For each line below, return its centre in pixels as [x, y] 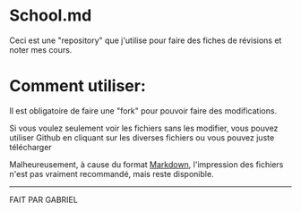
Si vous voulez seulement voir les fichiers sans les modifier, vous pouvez [144, 128]
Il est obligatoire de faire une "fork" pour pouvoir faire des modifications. [143, 110]
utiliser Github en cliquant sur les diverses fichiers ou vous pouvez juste [142, 137]
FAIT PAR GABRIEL [43, 199]
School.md [51, 16]
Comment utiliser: [77, 86]
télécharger [30, 147]
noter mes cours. [41, 49]
